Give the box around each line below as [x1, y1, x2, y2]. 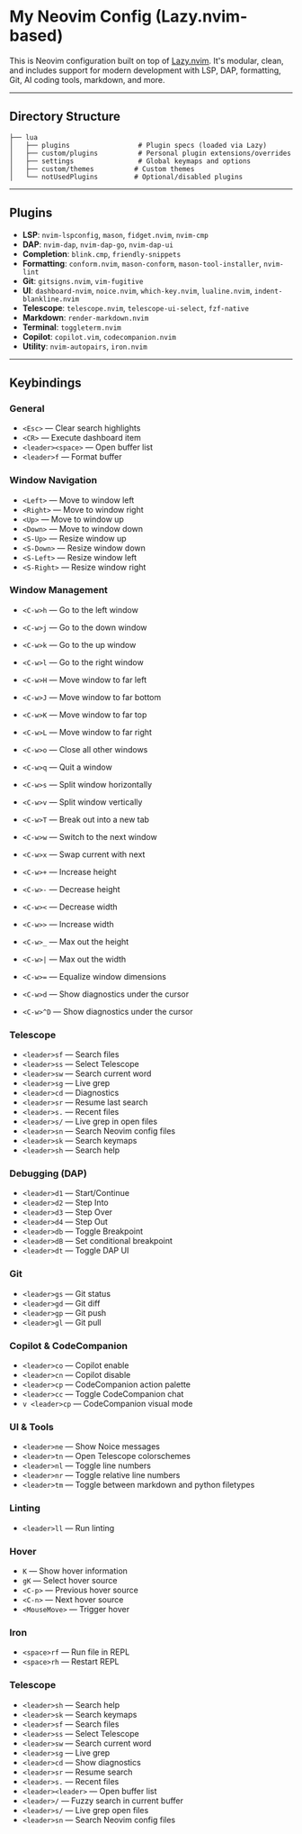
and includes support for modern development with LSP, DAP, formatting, [9, 65, 281, 76]
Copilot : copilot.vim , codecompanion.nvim [22, 331, 177, 342]
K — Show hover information [22, 1565, 129, 1576]
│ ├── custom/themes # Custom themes [9, 164, 195, 173]
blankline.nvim [22, 295, 80, 304]
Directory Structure [9, 109, 121, 124]
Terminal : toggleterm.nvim [22, 322, 121, 333]
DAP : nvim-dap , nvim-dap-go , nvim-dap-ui [22, 239, 173, 250]
